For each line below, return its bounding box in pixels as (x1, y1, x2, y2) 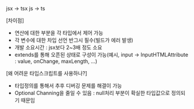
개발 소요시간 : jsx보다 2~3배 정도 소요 (14, 44, 103, 51)
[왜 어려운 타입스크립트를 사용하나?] (6, 70, 87, 76)
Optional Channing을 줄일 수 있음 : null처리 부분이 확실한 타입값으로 (14, 90, 170, 96)
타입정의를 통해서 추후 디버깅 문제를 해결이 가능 (14, 82, 122, 89)
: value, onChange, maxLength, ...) (14, 58, 97, 65)
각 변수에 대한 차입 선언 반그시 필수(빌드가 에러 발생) (14, 37, 133, 43)
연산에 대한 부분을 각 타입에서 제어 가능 (14, 29, 104, 36)
